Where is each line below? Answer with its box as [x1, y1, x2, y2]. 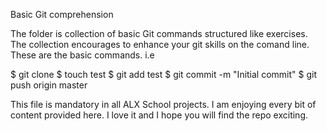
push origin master [10, 79, 88, 91]
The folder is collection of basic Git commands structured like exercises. [10, 28, 308, 39]
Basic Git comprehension [10, 9, 114, 20]
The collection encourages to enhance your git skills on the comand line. [10, 39, 310, 50]
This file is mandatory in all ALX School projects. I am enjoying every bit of [10, 99, 317, 110]
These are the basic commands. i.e [10, 49, 155, 61]
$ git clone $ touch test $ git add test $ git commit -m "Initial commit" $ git [10, 69, 318, 80]
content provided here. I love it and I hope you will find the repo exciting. [10, 109, 309, 121]
